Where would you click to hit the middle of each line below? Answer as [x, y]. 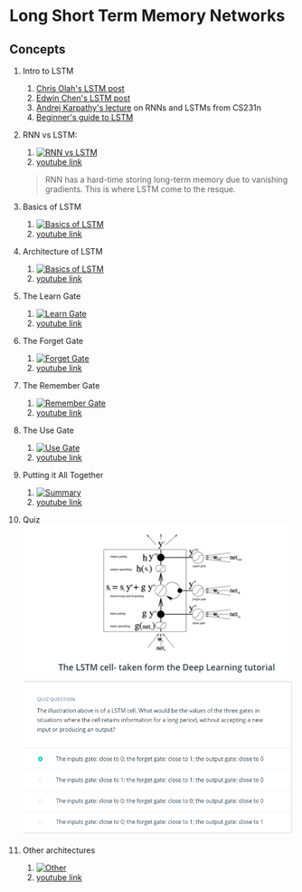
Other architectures [59, 850]
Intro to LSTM [48, 71]
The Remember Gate [61, 385]
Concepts [38, 49]
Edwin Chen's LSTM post [83, 98]
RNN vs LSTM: [50, 135]
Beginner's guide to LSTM [85, 117]
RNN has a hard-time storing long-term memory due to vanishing [166, 179]
